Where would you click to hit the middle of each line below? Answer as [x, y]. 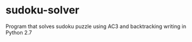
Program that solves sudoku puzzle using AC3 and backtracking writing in [96, 26]
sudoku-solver [42, 10]
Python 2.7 [19, 32]
